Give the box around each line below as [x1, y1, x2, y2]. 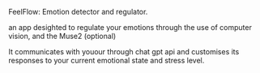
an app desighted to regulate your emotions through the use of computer [8, 23, 253, 32]
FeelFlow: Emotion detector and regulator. [8, 7, 148, 16]
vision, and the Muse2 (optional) [8, 32, 117, 41]
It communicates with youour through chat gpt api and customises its [8, 47, 240, 56]
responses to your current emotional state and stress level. [8, 56, 205, 65]
